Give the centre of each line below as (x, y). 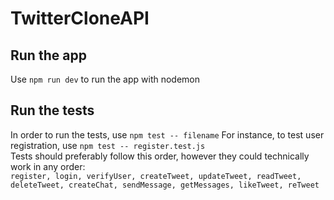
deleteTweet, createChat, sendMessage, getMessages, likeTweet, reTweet (165, 185)
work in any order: (48, 166)
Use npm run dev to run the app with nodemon (105, 79)
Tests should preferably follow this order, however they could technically (160, 156)
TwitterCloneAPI (80, 18)
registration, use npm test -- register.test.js (108, 145)
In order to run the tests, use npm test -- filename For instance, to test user (167, 134)
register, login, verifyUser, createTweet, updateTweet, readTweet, (156, 176)
